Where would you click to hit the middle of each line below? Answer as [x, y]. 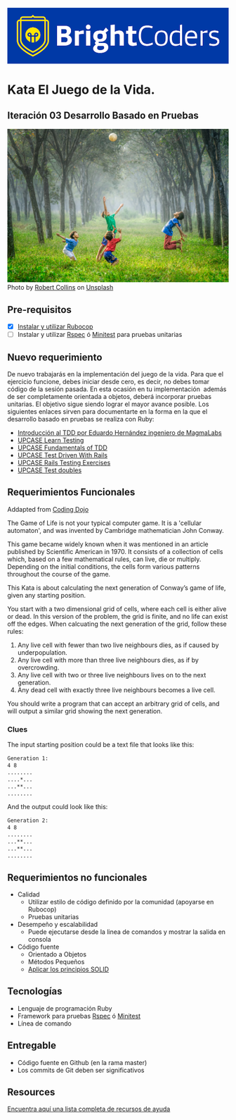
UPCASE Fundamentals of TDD [62, 448]
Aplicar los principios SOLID [68, 969]
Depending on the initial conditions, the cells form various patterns [104, 566]
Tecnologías [35, 991]
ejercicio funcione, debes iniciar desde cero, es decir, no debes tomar [109, 382]
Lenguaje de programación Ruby [65, 1008]
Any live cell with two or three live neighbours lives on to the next [112, 675]
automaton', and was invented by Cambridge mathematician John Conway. [116, 530]
